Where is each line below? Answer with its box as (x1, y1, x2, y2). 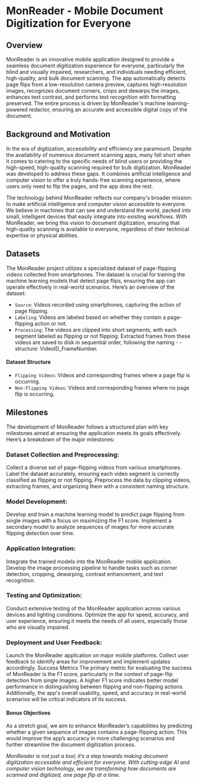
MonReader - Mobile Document (6, 4, 164, 18)
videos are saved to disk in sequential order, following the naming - (14, 338, 178, 346)
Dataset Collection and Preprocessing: (6, 450, 119, 459)
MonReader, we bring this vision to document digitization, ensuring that (6, 219, 180, 226)
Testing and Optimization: (6, 592, 82, 600)
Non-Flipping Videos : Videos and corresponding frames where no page (14, 384, 190, 391)
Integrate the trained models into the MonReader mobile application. (6, 558, 173, 565)
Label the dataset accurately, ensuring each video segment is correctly (6, 470, 179, 477)
